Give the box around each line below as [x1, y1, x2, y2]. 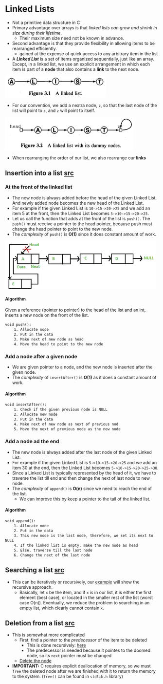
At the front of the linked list [5, 184, 72, 191]
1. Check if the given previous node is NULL [14, 407, 108, 412]
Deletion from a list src [5, 619, 75, 627]
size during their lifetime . [12, 30, 62, 36]
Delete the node [19, 658, 52, 664]
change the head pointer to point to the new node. [12, 226, 113, 232]
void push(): [5, 322, 32, 327]
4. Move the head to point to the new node [14, 342, 104, 346]
